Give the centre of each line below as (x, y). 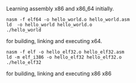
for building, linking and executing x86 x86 (59, 73)
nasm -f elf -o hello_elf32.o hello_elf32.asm (65, 52)
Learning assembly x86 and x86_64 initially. (60, 9)
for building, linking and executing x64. (54, 41)
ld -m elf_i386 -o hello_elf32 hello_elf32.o (64, 57)
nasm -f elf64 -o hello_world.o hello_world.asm (68, 20)
